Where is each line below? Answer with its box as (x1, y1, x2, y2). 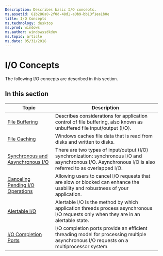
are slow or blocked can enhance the (55, 178, 140, 185)
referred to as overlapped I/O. (55, 165, 123, 171)
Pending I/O (7, 182, 35, 188)
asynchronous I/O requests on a (55, 237, 129, 243)
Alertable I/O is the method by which (55, 199, 138, 205)
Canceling (7, 175, 31, 182)
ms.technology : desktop (5, 20, 53, 26)
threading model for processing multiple (55, 231, 147, 238)
